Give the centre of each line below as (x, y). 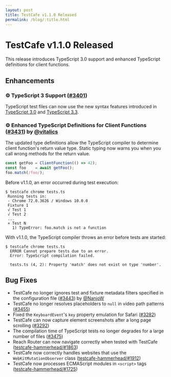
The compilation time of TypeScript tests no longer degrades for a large (88, 331)
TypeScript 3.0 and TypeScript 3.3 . (42, 112)
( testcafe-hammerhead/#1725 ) (45, 369)
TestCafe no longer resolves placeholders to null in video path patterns (88, 304)
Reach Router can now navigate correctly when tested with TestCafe (85, 342)
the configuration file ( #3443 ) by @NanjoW (58, 298)
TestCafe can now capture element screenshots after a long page (82, 320)
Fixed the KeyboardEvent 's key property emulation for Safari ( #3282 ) (84, 314)
